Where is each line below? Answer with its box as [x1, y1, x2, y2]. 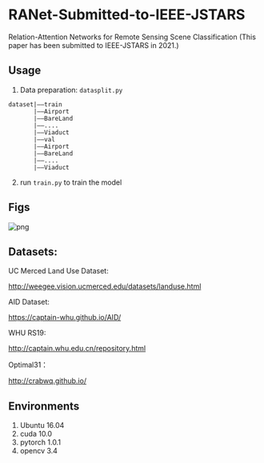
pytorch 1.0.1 [19, 437, 62, 447]
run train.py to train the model [19, 178, 122, 187]
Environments [8, 399, 80, 413]
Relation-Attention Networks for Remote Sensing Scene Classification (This [8, 32, 256, 42]
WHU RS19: [8, 328, 46, 337]
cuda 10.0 [19, 429, 53, 439]
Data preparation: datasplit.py [19, 85, 123, 94]
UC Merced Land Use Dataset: [8, 266, 110, 276]
